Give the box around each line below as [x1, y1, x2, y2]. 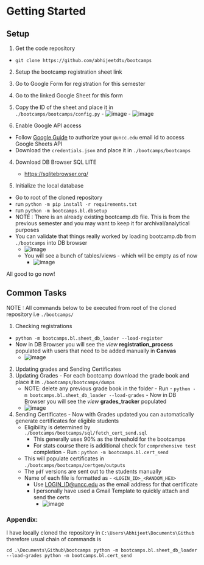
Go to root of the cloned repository [15, 194, 103, 201]
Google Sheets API [15, 140, 63, 147]
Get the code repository [15, 44, 76, 52]
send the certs [33, 493, 70, 500]
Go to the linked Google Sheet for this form [15, 92, 123, 99]
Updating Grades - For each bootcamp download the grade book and [15, 371, 190, 379]
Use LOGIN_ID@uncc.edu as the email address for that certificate [33, 480, 198, 488]
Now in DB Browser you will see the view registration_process [15, 340, 174, 348]
